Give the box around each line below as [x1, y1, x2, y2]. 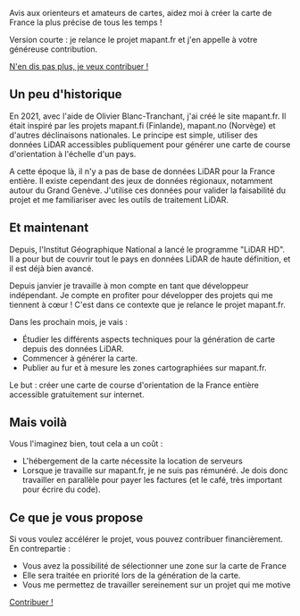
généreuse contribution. [9, 44, 98, 54]
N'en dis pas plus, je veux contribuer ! [9, 62, 149, 71]
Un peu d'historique [9, 87, 122, 102]
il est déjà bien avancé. [9, 262, 94, 273]
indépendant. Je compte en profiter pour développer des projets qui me [9, 289, 274, 300]
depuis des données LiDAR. [21, 343, 124, 354]
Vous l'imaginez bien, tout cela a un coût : [9, 438, 163, 449]
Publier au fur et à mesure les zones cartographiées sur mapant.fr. [21, 362, 267, 373]
